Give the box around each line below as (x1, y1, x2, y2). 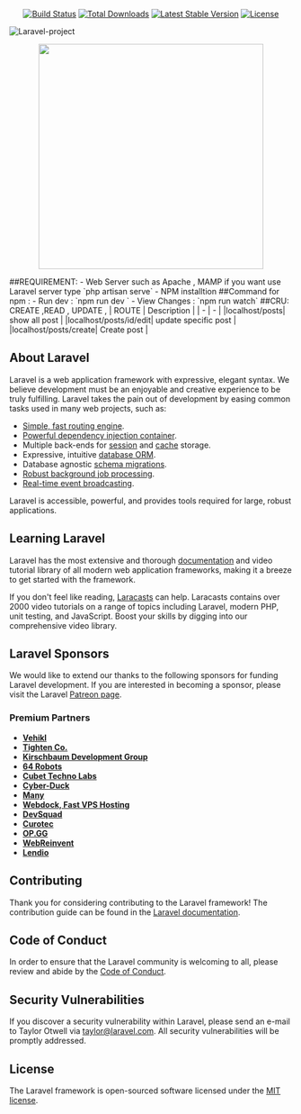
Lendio (22, 847, 49, 857)
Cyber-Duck (22, 780, 70, 791)
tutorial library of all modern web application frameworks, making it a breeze (9, 564, 292, 575)
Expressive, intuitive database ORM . (22, 448, 156, 459)
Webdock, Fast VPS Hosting (22, 799, 130, 810)
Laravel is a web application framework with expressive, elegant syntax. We (9, 374, 290, 385)
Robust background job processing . (22, 468, 155, 479)
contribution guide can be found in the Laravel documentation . (9, 906, 241, 918)
